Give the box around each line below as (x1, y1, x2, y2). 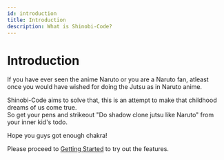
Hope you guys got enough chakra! (7, 132, 108, 140)
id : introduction (7, 10, 57, 17)
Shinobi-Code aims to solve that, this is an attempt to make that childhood (7, 96, 217, 104)
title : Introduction (7, 17, 67, 23)
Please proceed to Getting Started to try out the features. (7, 145, 169, 153)
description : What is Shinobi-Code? (7, 23, 112, 30)
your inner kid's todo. (7, 118, 68, 126)
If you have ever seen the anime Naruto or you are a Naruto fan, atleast (7, 75, 209, 83)
